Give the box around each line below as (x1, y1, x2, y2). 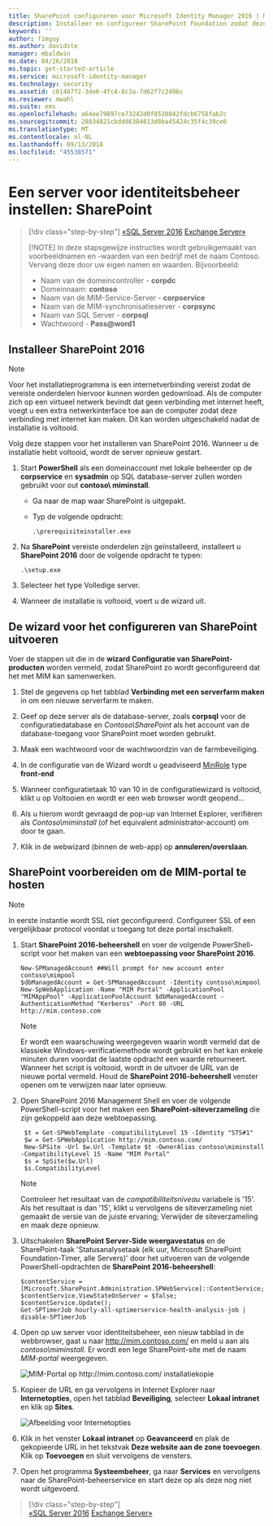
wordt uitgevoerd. (19, 1484, 80, 1493)
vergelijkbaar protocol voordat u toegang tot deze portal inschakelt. (8, 924, 234, 934)
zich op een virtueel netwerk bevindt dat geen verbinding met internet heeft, (8, 397, 264, 407)
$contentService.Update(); (19, 1298, 112, 1307)
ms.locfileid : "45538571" (8, 148, 96, 156)
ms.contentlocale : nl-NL (8, 132, 93, 141)
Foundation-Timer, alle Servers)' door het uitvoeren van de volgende (19, 1253, 250, 1263)
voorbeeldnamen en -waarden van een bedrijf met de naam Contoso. (28, 251, 261, 261)
